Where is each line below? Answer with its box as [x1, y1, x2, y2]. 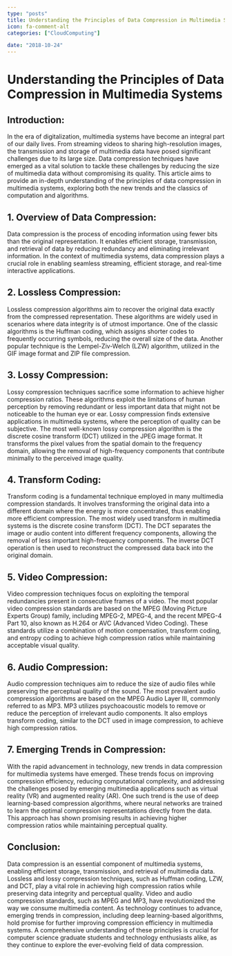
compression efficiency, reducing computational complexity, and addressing [7, 777, 224, 785]
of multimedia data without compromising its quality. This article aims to [7, 169, 212, 177]
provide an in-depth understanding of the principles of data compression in [7, 177, 222, 185]
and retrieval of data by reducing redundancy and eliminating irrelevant [7, 244, 209, 253]
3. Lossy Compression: [7, 369, 108, 381]
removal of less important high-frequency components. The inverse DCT [7, 536, 214, 545]
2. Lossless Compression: [7, 287, 122, 299]
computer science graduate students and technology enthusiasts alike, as [7, 933, 217, 941]
